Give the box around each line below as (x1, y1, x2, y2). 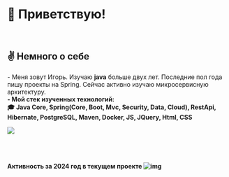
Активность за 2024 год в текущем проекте (7, 162, 142, 170)
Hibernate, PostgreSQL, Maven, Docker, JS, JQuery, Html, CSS (7, 113, 193, 121)
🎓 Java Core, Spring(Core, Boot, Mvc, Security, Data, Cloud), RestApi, (7, 103, 216, 111)
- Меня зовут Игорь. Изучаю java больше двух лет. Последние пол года (7, 73, 223, 81)
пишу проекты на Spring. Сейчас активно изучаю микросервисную (7, 80, 209, 88)
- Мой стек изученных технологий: (7, 94, 115, 104)
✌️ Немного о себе (7, 50, 89, 62)
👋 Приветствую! (7, 6, 106, 22)
